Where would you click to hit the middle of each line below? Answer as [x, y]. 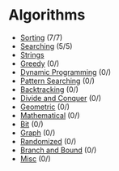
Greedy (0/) [40, 64]
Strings [32, 55]
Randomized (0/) [48, 141]
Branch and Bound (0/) [58, 150]
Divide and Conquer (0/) [61, 98]
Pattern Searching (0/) [57, 81]
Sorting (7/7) [41, 37]
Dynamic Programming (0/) [66, 72]
